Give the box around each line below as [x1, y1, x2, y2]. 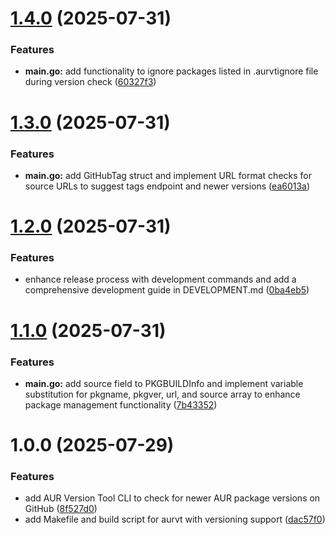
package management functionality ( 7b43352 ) [24, 398, 218, 411]
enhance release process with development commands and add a [24, 273, 297, 286]
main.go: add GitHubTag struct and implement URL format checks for [24, 169, 312, 181]
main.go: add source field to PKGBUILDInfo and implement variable [24, 377, 304, 389]
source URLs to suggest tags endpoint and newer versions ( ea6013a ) [24, 180, 311, 192]
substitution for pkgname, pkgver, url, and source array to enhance [24, 388, 301, 400]
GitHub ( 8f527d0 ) [24, 503, 98, 515]
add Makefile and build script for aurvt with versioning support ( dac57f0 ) [24, 513, 326, 526]
